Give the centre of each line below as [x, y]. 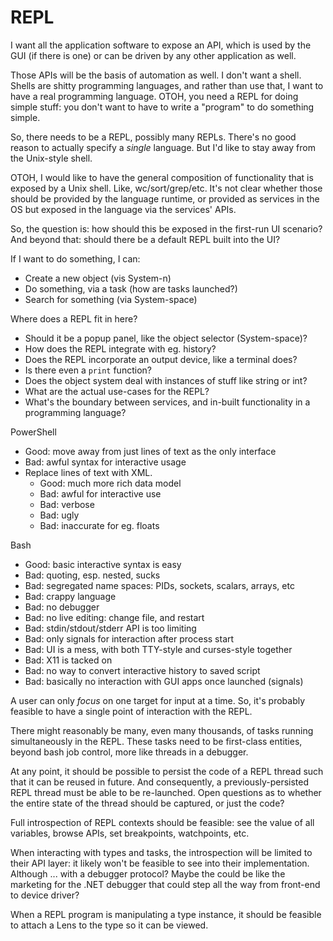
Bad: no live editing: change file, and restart [114, 617]
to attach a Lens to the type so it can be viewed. [109, 925]
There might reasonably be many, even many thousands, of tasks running [162, 730]
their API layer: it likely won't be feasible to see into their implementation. [160, 863]
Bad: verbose [67, 504]
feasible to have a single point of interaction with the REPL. [131, 711]
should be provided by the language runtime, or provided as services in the [165, 198]
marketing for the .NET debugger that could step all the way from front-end [165, 884]
